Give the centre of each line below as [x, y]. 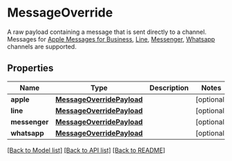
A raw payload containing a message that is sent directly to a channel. [107, 32]
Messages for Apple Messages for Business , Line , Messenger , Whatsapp [111, 39]
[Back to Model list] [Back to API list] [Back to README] [86, 150]
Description [169, 88]
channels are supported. [42, 46]
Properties [30, 68]
